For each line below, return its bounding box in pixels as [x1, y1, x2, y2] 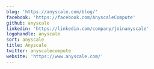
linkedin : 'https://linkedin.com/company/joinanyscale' [6, 25, 149, 32]
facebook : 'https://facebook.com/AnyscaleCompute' [6, 14, 136, 20]
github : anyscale [6, 20, 50, 26]
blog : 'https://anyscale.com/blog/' [6, 8, 98, 15]
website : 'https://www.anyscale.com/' [6, 53, 103, 59]
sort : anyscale [6, 37, 45, 43]
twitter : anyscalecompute [6, 48, 71, 54]
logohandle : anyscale [6, 31, 61, 37]
